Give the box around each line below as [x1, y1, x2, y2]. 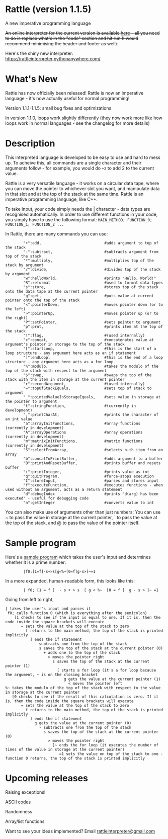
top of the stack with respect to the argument [5, 368, 107, 373]
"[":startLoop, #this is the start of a [23, 346, 156, 351]
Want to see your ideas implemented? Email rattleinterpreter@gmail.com [5, 828, 155, 834]
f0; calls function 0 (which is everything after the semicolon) [7, 610, 147, 616]
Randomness [5, 808, 33, 814]
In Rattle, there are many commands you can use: [5, 230, 108, 237]
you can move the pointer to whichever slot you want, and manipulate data [5, 185, 160, 192]
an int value [5, 416, 33, 422]
